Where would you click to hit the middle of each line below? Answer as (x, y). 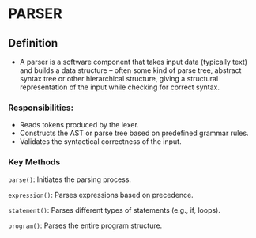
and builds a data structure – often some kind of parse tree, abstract (130, 70)
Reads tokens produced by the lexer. (79, 125)
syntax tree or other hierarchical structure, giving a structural (119, 79)
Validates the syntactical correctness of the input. (100, 142)
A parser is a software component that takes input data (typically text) (133, 62)
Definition (33, 43)
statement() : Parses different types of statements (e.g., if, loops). (115, 210)
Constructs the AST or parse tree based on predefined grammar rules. (134, 133)
